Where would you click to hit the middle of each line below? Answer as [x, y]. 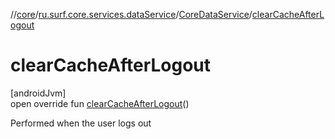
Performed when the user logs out [81, 123]
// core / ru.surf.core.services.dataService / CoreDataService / [131, 14]
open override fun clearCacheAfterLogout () [100, 103]
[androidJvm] [38, 93]
